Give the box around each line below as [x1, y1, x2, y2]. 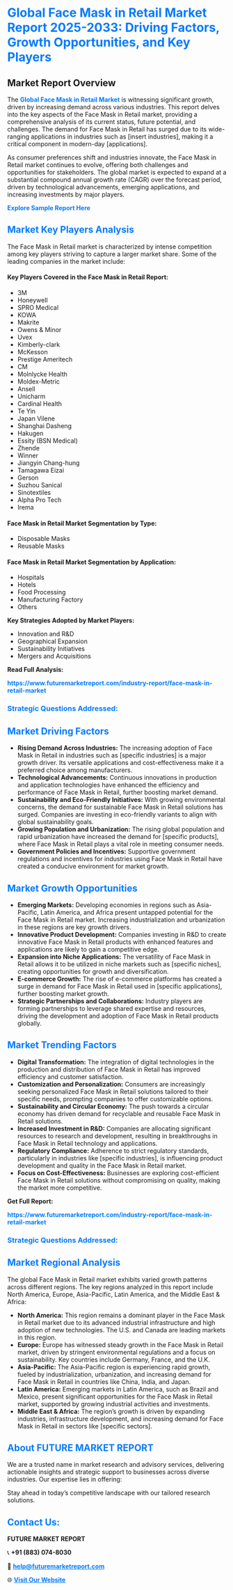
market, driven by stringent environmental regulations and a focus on [17, 1348, 216, 1356]
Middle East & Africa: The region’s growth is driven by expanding [17, 1407, 205, 1415]
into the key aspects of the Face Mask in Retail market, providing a [7, 110, 198, 118]
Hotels [17, 581, 36, 589]
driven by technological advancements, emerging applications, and [7, 183, 200, 191]
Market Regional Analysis [7, 1257, 121, 1268]
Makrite [17, 318, 40, 326]
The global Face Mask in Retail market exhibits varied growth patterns [7, 1275, 207, 1284]
